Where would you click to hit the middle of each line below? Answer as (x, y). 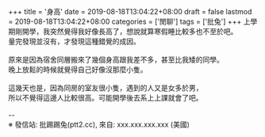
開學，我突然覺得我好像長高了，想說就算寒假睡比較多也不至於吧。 (130, 31)
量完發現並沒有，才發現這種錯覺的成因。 (74, 41)
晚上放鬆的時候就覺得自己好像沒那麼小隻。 (78, 69)
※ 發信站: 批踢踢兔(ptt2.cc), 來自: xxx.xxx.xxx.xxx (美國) (99, 124)
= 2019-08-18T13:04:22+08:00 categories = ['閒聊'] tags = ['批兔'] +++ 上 (129, 21)
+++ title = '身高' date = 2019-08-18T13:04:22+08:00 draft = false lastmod (130, 11)
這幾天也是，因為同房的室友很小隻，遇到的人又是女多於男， (106, 88)
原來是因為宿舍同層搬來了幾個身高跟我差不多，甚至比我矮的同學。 (116, 59)
